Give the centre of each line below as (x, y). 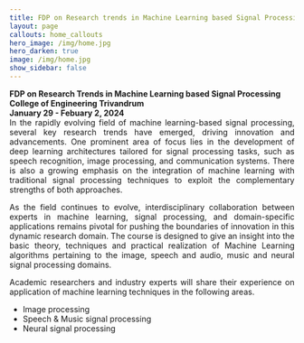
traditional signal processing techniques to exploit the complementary (152, 180)
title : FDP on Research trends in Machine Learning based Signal (135, 18)
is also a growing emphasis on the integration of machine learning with (152, 170)
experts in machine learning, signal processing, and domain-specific (152, 217)
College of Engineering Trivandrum (77, 103)
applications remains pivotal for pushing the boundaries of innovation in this (152, 226)
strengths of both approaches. (66, 190)
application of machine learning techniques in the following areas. (132, 292)
